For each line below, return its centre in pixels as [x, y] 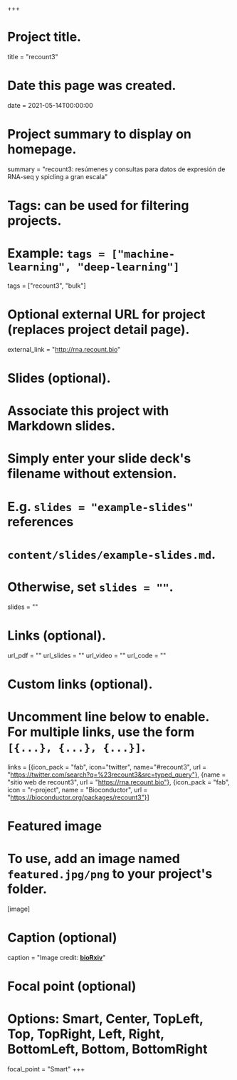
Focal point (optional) [72, 986]
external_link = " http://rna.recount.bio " [64, 349]
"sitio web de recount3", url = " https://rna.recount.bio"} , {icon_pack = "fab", [118, 782]
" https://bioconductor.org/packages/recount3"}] [78, 797]
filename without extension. [92, 474]
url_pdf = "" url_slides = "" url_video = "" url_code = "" [87, 655]
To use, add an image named [94, 859]
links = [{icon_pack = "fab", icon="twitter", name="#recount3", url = [107, 767]
